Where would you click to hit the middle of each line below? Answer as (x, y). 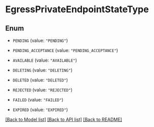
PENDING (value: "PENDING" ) (40, 40)
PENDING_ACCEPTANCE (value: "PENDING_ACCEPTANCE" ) (65, 50)
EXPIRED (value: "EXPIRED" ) (40, 110)
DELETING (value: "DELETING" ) (43, 70)
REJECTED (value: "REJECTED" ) (43, 90)
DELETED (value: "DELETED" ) (40, 80)
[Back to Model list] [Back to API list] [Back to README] (64, 119)
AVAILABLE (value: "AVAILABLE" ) (45, 60)
